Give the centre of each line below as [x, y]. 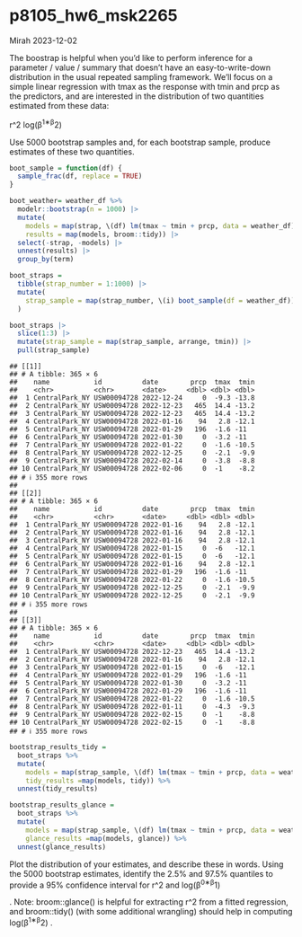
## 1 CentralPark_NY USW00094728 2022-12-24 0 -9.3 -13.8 [132, 398]
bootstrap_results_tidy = [58, 747]
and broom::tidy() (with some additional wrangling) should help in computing [151, 912]
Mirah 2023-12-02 [44, 40]
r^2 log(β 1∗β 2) [36, 124]
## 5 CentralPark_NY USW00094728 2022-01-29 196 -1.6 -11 [128, 429]
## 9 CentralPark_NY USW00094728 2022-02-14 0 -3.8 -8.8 [132, 461]
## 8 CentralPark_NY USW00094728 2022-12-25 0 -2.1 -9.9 [132, 453]
